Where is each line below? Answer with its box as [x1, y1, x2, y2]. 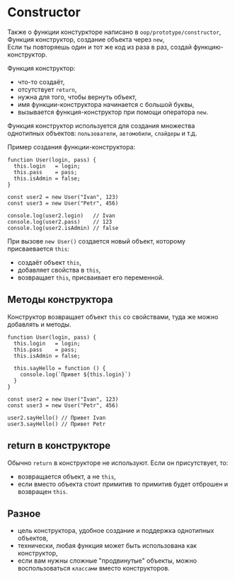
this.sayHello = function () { [13, 365, 106, 372]
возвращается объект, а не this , [17, 472, 117, 481]
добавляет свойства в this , [17, 265, 101, 274]
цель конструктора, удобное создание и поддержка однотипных [17, 527, 214, 535]
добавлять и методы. [7, 320, 71, 328]
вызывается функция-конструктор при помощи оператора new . [17, 108, 209, 116]
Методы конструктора [7, 294, 113, 306]
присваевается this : [7, 244, 69, 253]
